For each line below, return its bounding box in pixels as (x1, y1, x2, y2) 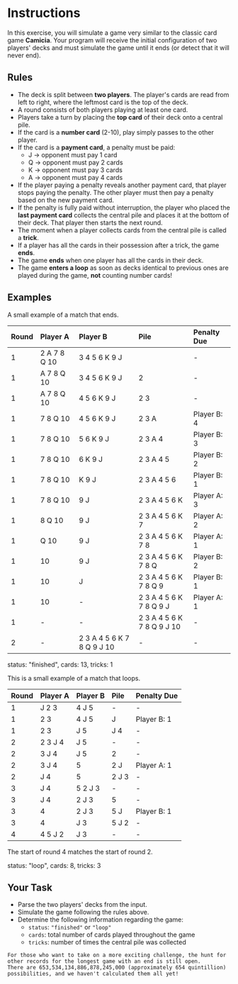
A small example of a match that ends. (7, 310, 119, 319)
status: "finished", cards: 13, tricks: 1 (7, 660, 113, 669)
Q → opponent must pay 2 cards (28, 158, 123, 166)
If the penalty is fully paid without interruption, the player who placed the (17, 203, 230, 212)
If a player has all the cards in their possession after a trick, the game (17, 241, 220, 249)
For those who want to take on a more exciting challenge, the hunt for (7, 951, 227, 959)
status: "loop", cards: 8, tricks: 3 (7, 861, 101, 869)
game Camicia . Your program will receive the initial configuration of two (7, 35, 217, 44)
